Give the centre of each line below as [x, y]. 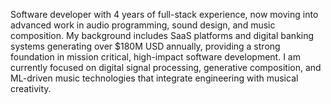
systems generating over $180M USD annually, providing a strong [145, 46]
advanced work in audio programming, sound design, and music [143, 25]
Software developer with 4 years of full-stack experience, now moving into [164, 14]
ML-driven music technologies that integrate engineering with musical [154, 78]
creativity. [31, 88]
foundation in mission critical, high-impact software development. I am [155, 57]
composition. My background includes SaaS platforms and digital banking [162, 35]
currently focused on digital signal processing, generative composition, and [166, 67]
